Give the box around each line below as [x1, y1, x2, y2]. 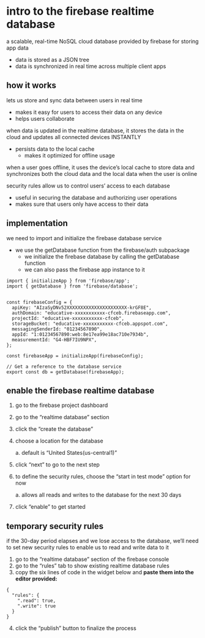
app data [6, 44, 29, 51]
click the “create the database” [15, 425, 94, 433]
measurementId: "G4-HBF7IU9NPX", [12, 336, 97, 343]
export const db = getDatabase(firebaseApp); [6, 369, 124, 375]
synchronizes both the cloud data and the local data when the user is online [6, 170, 198, 177]
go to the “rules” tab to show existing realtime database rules [15, 562, 170, 569]
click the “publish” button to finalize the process [15, 625, 136, 632]
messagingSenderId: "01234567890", [12, 326, 103, 332]
